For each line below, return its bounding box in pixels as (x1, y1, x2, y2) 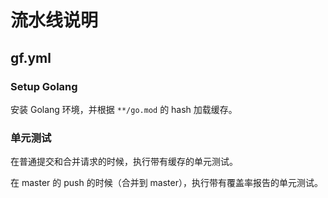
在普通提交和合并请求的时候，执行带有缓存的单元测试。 (10, 156, 238, 168)
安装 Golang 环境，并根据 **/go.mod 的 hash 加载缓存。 (10, 103, 238, 115)
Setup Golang (10, 79, 78, 93)
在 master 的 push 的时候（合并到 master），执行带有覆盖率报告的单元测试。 (10, 177, 323, 189)
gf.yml (10, 49, 52, 66)
